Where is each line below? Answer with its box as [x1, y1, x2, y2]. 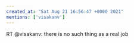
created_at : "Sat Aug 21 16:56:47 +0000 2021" [6, 8, 124, 15]
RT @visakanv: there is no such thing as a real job [6, 30, 129, 37]
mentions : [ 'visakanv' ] [6, 14, 66, 20]
